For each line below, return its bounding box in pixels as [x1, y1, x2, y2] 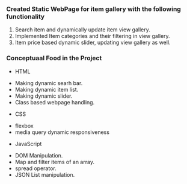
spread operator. [14, 165, 57, 172]
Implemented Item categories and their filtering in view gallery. [14, 33, 170, 40]
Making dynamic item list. [14, 86, 79, 93]
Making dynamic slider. [14, 92, 73, 100]
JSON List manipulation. [14, 171, 75, 178]
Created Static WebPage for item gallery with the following [6, 5, 182, 13]
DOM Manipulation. [14, 151, 63, 159]
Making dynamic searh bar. [14, 79, 83, 86]
